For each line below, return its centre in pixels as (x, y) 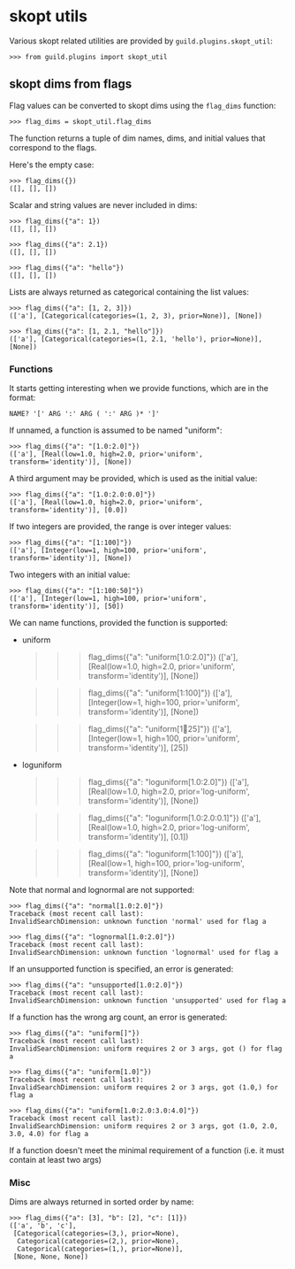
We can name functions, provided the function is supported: (118, 623)
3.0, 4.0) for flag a (49, 1134)
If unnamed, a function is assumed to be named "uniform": (116, 430)
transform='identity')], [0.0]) (68, 511)
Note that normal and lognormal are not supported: (102, 890)
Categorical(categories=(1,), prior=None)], (100, 1250)
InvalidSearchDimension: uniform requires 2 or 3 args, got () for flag (146, 1049)
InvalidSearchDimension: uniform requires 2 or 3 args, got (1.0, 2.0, (144, 1127)
